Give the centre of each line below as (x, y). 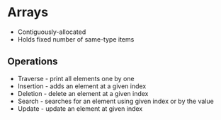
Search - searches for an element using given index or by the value (115, 101)
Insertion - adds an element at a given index (82, 86)
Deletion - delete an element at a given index (83, 93)
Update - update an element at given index (80, 108)
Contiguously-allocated (52, 32)
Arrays (28, 12)
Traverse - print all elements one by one (76, 78)
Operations (33, 62)
